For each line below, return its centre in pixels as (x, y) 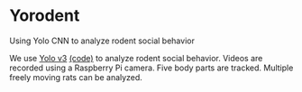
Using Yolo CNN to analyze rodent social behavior (102, 41)
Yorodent (45, 16)
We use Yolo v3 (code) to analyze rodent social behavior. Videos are (136, 58)
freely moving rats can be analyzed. (76, 77)
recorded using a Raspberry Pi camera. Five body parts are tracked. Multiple (151, 68)
